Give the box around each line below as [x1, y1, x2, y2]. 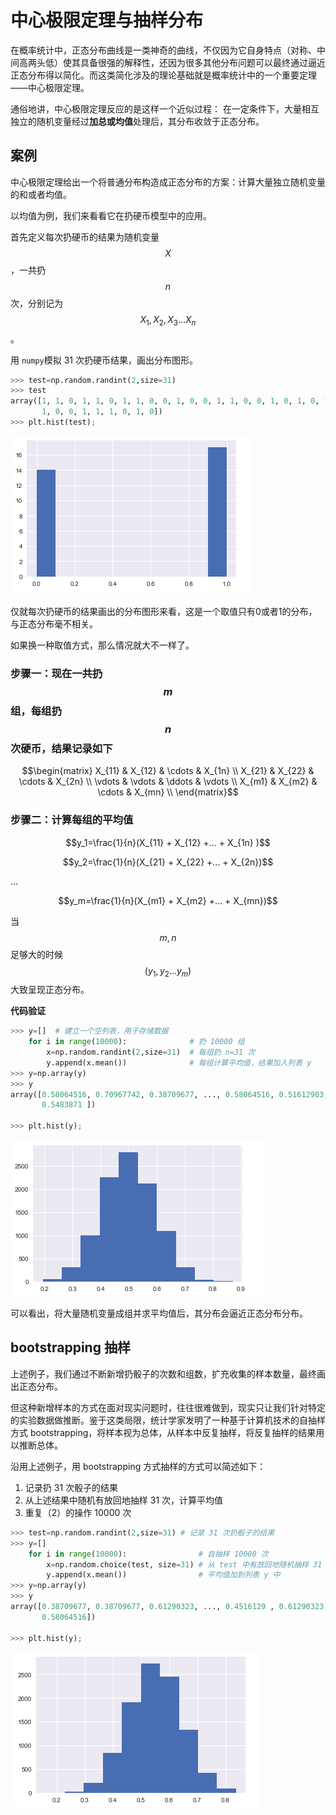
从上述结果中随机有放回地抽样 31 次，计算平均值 [24, 1494, 224, 1506]
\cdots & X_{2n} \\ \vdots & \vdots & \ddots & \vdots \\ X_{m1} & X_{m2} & [18, 776, 318, 788]
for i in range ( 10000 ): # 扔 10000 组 [28, 1037, 245, 1047]
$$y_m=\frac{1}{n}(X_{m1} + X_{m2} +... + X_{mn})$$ [58, 894, 278, 906]
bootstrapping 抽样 [10, 1339, 131, 1356]
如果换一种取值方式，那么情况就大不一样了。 [10, 639, 195, 651]
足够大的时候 [10, 948, 63, 960]
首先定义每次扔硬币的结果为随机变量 [10, 231, 160, 243]
